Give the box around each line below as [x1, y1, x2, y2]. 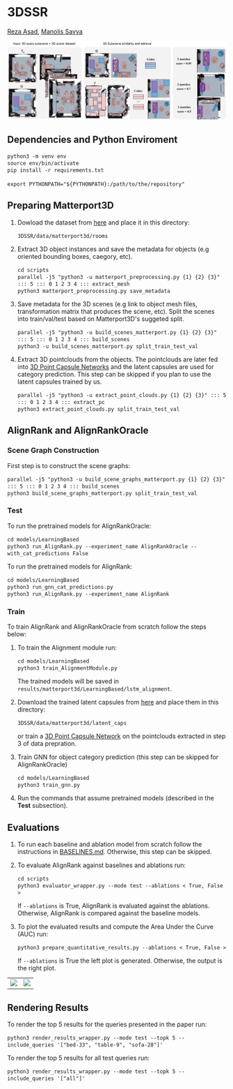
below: [7, 630, 26, 638]
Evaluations [7, 821, 60, 834]
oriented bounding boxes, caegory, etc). [17, 252, 133, 260]
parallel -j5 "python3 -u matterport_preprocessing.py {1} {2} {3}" [17, 273, 220, 280]
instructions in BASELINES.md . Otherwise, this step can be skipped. [17, 847, 212, 855]
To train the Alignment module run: [17, 643, 117, 652]
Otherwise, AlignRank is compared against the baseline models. [17, 908, 200, 917]
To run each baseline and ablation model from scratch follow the [17, 840, 202, 848]
